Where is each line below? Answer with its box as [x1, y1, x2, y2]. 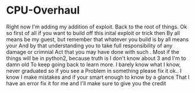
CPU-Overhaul [6, 4, 80, 17]
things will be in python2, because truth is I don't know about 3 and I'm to [6, 54, 186, 62]
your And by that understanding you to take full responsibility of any [6, 42, 173, 49]
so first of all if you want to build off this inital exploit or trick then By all [6, 29, 180, 36]
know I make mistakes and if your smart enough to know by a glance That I [6, 73, 190, 81]
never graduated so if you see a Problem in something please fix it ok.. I [6, 67, 182, 74]
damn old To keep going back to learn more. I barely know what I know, [6, 60, 181, 68]
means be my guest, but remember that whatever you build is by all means [6, 36, 189, 43]
